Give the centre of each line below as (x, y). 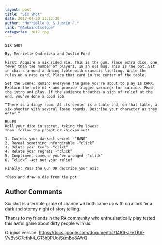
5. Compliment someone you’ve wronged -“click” (54, 156)
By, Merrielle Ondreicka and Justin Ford (48, 54)
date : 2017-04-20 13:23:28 (32, 18)
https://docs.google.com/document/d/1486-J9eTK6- (91, 232)
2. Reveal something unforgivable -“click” (50, 143)
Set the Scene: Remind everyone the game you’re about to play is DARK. (80, 83)
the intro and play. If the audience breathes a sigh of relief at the (79, 92)
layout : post (18, 9)
